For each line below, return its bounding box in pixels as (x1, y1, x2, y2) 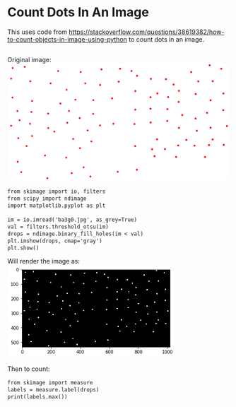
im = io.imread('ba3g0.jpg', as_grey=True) (7, 216, 138, 223)
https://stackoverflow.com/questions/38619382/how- (69, 28, 225, 36)
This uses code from (7, 28, 68, 36)
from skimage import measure (7, 379, 93, 387)
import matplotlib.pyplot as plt (7, 202, 106, 209)
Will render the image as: (7, 257, 80, 266)
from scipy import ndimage (7, 195, 87, 202)
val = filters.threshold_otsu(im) (7, 223, 110, 230)
